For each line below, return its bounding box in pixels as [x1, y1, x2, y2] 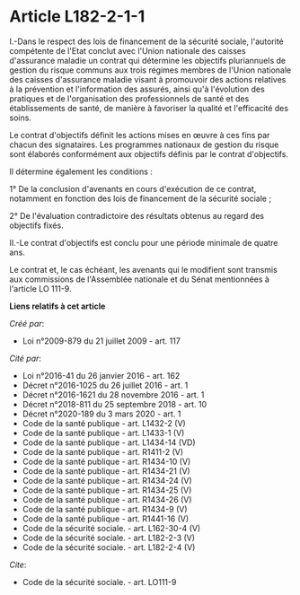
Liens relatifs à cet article [9, 301, 106, 311]
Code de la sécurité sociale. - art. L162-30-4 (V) [22, 522, 201, 533]
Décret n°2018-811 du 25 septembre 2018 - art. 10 [22, 398, 207, 409]
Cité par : [9, 353, 42, 363]
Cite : [9, 559, 27, 570]
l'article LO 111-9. [9, 283, 72, 293]
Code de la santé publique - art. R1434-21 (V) [22, 465, 190, 477]
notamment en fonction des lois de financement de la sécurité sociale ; [9, 193, 272, 204]
